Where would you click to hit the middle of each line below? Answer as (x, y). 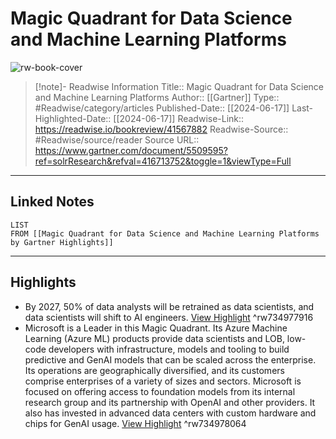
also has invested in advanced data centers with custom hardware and (170, 413)
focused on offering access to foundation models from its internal (160, 391)
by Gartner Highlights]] (62, 242)
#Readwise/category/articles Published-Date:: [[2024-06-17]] (162, 108)
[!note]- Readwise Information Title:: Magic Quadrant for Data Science (179, 86)
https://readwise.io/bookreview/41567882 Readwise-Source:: (161, 129)
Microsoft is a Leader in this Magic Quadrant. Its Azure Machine (156, 328)
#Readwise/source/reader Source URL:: (117, 139)
